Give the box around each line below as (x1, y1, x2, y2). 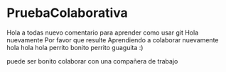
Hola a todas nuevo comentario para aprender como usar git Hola (6, 28, 199, 37)
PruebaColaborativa (6, 5, 129, 21)
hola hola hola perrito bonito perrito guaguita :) (6, 43, 144, 52)
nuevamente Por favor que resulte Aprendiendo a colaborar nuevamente (6, 35, 219, 44)
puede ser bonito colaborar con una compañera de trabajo (6, 56, 178, 65)
